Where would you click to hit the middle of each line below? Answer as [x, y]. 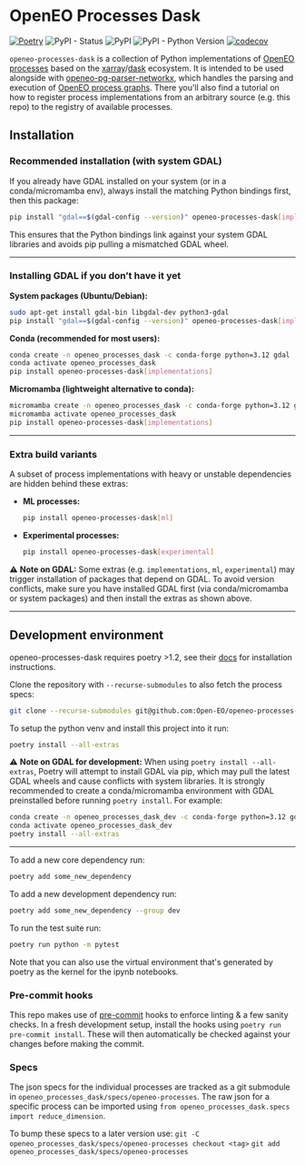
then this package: [44, 200]
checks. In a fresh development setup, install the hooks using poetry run [145, 1024]
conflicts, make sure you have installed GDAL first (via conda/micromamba [149, 588]
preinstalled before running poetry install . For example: [116, 801]
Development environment [87, 635]
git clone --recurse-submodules [70, 711]
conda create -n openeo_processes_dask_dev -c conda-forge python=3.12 [148, 817]
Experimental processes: [71, 535]
